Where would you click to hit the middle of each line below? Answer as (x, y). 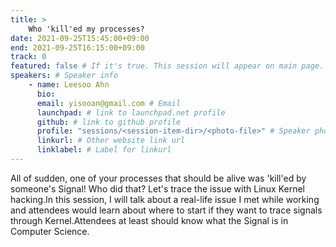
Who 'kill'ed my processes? (86, 29)
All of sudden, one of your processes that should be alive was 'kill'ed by (158, 178)
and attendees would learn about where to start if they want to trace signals (166, 210)
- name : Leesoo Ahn (69, 85)
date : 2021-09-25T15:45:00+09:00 (80, 38)
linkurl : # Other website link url (111, 141)
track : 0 (28, 57)
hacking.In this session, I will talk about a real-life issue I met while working (165, 199)
